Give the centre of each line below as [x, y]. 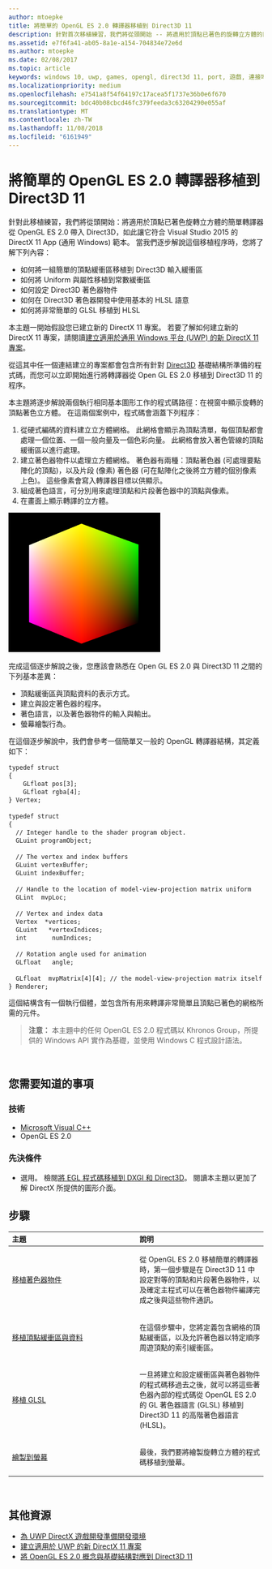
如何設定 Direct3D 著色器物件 [69, 290]
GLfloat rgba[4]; [52, 792]
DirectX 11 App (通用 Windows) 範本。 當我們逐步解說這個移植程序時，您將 [132, 242]
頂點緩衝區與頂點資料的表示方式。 [77, 693]
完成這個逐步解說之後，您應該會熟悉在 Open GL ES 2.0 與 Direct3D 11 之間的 [136, 666]
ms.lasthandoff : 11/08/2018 [56, 129]
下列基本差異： [33, 676]
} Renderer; [28, 987]
